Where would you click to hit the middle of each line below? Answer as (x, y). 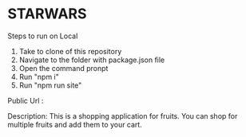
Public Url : (26, 100)
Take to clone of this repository (70, 51)
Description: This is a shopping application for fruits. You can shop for (123, 115)
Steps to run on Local (43, 36)
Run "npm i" (39, 76)
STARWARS (47, 14)
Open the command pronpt (63, 68)
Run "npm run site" (50, 85)
